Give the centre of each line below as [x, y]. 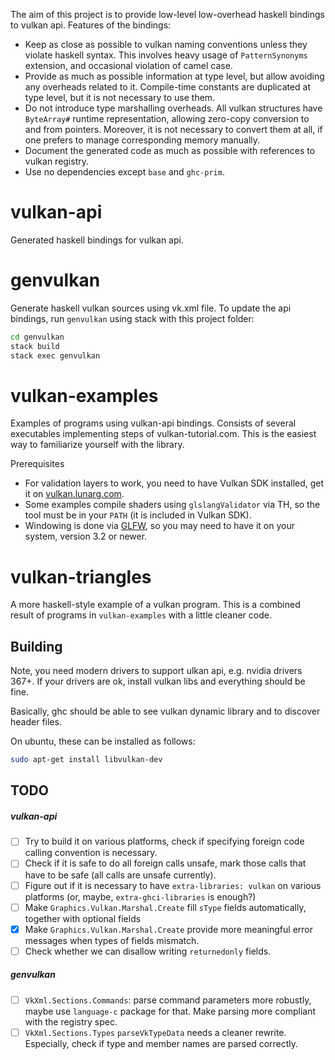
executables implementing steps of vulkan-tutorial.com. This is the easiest [163, 434]
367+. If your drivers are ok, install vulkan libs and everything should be [158, 681]
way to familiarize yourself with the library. [97, 445]
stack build [35, 346]
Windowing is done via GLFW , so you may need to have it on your [159, 526]
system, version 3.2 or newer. [86, 536]
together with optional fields [83, 918]
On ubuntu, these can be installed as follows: [103, 741]
